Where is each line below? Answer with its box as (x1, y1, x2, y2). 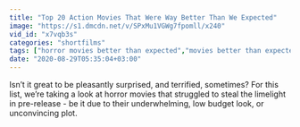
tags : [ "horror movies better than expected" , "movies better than (9, 47, 262, 55)
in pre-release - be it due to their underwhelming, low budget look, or (9, 98, 264, 108)
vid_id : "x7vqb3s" (9, 30, 78, 38)
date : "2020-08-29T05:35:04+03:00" (9, 55, 142, 63)
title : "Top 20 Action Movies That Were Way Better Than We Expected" (9, 13, 278, 22)
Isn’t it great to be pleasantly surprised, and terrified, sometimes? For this (9, 80, 279, 89)
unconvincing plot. (9, 108, 78, 118)
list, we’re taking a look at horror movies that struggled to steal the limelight (9, 89, 287, 99)
